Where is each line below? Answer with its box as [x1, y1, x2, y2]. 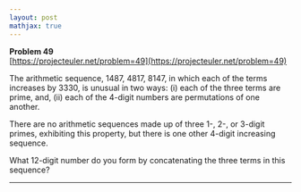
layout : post [9, 13, 58, 22]
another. [9, 101, 40, 112]
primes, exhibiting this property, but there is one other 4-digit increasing [9, 128, 276, 138]
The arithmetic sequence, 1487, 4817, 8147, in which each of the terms [9, 72, 268, 83]
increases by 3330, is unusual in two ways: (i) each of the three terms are [9, 82, 281, 93]
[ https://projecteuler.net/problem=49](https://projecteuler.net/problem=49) [9, 55, 288, 66]
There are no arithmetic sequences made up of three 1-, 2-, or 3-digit [9, 118, 265, 129]
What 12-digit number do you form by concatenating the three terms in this [9, 154, 286, 165]
